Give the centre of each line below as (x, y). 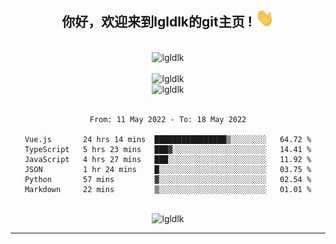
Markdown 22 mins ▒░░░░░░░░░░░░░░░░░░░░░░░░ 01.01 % (168, 189)
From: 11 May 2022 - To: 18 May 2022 (168, 119)
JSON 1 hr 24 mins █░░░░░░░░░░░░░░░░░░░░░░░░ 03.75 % (168, 169)
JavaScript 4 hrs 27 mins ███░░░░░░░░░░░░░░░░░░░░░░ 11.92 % (168, 159)
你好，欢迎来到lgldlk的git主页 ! (157, 22)
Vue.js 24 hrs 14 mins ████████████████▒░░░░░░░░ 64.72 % (168, 139)
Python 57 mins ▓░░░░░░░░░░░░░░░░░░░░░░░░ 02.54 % (168, 179)
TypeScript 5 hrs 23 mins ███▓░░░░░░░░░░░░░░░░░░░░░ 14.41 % (168, 149)
